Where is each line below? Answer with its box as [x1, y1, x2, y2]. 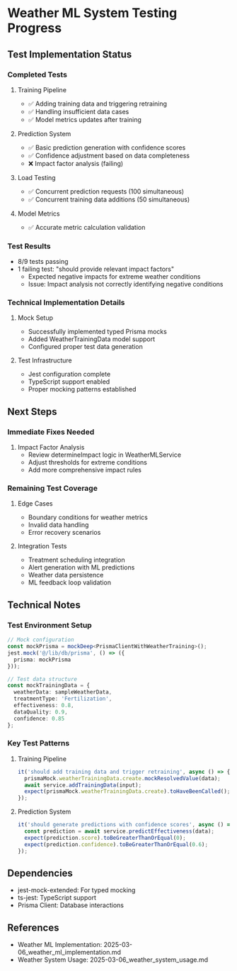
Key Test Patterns [7, 738, 70, 748]
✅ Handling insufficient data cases [28, 107, 129, 116]
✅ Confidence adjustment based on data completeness [28, 151, 190, 160]
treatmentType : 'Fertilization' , [13, 695, 112, 703]
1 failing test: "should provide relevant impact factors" [17, 265, 175, 274]
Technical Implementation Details [7, 298, 125, 308]
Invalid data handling [28, 521, 89, 529]
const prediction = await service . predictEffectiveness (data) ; [24, 828, 214, 835]
